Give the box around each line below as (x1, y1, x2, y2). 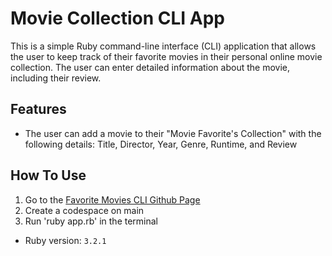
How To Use (10, 167, 87, 184)
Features (10, 101, 67, 118)
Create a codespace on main (24, 204, 145, 216)
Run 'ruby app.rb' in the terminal (24, 215, 159, 227)
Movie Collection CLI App (10, 7, 225, 30)
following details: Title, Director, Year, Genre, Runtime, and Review (24, 138, 298, 150)
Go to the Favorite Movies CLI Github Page (24, 193, 201, 206)
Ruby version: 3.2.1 (24, 234, 107, 246)
